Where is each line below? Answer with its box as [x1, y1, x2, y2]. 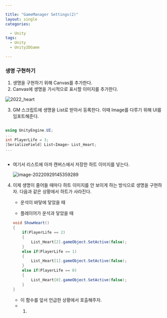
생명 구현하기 [5, 67, 36, 74]
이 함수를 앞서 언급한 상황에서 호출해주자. [20, 297, 102, 303]
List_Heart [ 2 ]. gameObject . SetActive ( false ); [31, 239, 127, 244]
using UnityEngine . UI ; [5, 128, 53, 133]
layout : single [5, 16, 38, 22]
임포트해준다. [12, 113, 39, 119]
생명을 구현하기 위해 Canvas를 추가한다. [12, 80, 93, 86]
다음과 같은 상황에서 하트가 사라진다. [19, 188, 92, 194]
